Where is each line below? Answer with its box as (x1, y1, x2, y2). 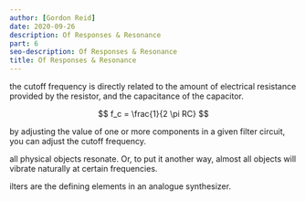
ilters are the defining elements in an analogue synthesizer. (9, 181, 231, 192)
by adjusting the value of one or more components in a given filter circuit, (9, 126, 286, 137)
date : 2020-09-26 (9, 22, 76, 31)
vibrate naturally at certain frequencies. (9, 164, 158, 174)
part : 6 (9, 38, 39, 48)
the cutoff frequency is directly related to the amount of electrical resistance (9, 81, 297, 91)
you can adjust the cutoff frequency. (9, 136, 146, 146)
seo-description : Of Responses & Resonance (9, 48, 178, 57)
